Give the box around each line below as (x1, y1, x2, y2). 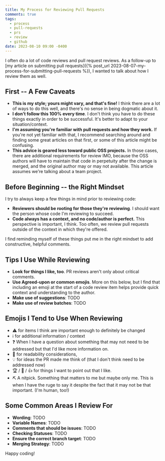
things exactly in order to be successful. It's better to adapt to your (12, 116, 148, 122)
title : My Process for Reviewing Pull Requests (5, 7, 105, 12)
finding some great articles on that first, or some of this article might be (12, 137, 158, 143)
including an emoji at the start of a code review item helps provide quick (12, 284, 159, 290)
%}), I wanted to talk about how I (82, 68, 149, 74)
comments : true (5, 12, 36, 17)
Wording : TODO (12, 415, 45, 421)
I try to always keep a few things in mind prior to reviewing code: (5, 196, 136, 202)
